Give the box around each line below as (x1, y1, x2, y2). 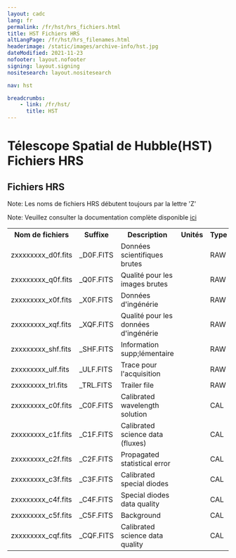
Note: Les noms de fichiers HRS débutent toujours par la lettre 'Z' (7, 200, 197, 208)
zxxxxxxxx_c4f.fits (11, 495, 72, 504)
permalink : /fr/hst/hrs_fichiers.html (7, 23, 121, 30)
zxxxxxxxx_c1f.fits (11, 430, 72, 439)
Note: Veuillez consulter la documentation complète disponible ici (7, 213, 197, 222)
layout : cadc (7, 10, 46, 18)
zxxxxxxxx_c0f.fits (11, 400, 72, 410)
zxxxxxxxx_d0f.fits (11, 251, 72, 260)
